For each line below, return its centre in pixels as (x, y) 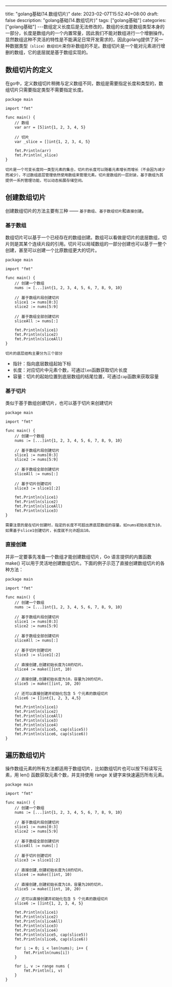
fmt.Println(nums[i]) (47, 953)
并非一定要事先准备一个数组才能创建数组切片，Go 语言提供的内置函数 (79, 557)
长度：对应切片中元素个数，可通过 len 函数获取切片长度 (70, 370)
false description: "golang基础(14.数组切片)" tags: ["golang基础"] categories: (86, 20)
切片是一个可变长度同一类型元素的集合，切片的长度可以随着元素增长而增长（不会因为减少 (85, 170)
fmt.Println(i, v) (43, 971)
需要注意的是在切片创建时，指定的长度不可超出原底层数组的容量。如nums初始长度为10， (84, 525)
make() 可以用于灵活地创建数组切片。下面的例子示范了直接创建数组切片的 (83, 563)
